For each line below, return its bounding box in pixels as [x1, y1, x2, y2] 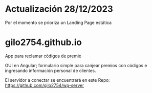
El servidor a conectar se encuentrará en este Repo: [5, 77, 110, 83]
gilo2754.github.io [5, 37, 82, 48]
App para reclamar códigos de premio [5, 53, 82, 59]
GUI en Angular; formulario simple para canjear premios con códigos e [5, 62, 148, 68]
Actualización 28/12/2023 [5, 3, 113, 15]
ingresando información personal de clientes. [5, 68, 96, 73]
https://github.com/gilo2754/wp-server [5, 82, 84, 88]
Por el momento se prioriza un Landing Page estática [5, 20, 112, 25]
